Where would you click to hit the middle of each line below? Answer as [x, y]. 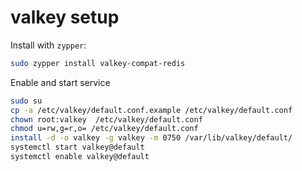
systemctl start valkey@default [77, 147]
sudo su [26, 101]
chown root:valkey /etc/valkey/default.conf [106, 119]
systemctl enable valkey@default [80, 157]
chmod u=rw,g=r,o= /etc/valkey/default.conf [104, 129]
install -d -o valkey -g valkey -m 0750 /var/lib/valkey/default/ [151, 138]
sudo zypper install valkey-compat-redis [98, 63]
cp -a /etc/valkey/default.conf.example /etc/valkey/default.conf [151, 110]
